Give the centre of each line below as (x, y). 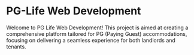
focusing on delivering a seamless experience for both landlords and (91, 40)
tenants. (16, 47)
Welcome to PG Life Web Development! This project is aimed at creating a (97, 27)
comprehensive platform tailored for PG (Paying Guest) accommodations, (97, 33)
